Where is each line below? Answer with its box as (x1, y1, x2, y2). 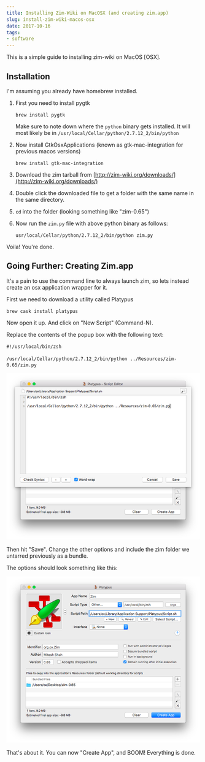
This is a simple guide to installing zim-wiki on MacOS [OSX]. (6, 53, 161, 61)
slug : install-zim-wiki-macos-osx (6, 16, 95, 23)
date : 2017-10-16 (6, 23, 51, 29)
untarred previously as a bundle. (6, 552, 88, 560)
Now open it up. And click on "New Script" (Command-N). (6, 319, 153, 326)
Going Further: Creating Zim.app (6, 261, 134, 271)
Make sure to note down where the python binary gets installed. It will (15, 123, 190, 130)
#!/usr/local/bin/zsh (6, 344, 62, 350)
